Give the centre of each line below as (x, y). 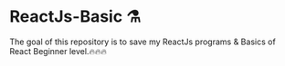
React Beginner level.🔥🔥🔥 (58, 51)
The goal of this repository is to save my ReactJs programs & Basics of (142, 42)
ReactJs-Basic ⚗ (75, 17)
